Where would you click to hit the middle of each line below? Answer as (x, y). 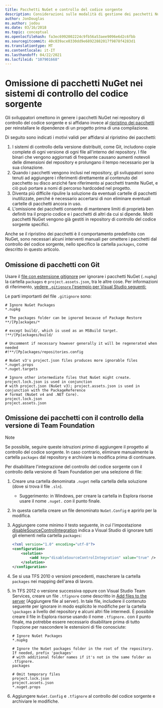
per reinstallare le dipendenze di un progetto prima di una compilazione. (77, 128)
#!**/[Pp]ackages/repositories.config (44, 352)
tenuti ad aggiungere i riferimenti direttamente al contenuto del (74, 178)
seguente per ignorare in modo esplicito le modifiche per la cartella (79, 606)
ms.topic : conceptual (27, 32)
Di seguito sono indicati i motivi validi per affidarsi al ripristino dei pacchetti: (81, 137)
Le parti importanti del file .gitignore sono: (48, 296)
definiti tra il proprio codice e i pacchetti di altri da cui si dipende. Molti (82, 214)
